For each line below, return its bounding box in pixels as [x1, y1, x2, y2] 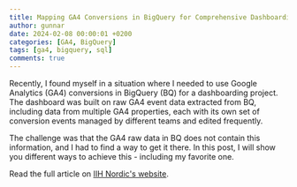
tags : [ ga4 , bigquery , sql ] [9, 46, 113, 55]
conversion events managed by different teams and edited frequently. [9, 116, 263, 126]
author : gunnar [9, 21, 65, 30]
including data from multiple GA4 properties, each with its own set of [9, 107, 261, 116]
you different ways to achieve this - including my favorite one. [9, 152, 234, 161]
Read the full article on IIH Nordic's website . [9, 168, 170, 179]
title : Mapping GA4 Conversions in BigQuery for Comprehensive [9, 12, 247, 22]
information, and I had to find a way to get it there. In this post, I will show [9, 142, 277, 153]
